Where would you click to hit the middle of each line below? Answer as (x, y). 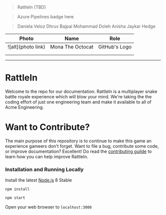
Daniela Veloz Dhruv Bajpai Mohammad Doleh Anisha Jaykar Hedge (86, 26)
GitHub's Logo (115, 47)
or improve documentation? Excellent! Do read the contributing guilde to (79, 151)
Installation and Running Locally (44, 169)
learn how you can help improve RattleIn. (47, 156)
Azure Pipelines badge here (45, 17)
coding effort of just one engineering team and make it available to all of (78, 102)
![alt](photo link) (26, 47)
